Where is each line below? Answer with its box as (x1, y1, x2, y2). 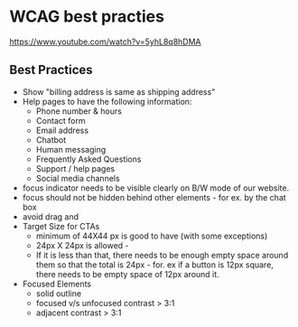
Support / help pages (35, 163, 116, 173)
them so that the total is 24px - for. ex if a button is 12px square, (35, 259, 274, 270)
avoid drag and (22, 210, 79, 222)
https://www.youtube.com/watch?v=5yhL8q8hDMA (9, 36, 201, 47)
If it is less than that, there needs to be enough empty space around (35, 249, 289, 260)
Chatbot (35, 134, 67, 145)
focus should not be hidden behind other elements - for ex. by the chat (22, 192, 286, 202)
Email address (35, 125, 88, 135)
